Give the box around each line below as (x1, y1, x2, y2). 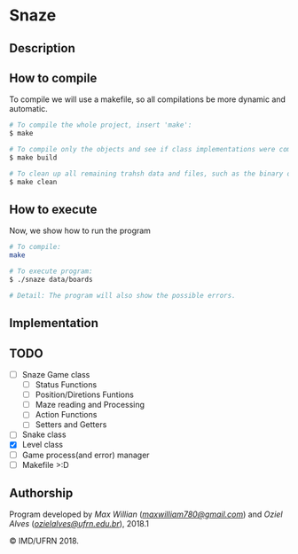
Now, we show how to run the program (9, 225, 151, 236)
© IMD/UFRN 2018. (9, 535, 80, 546)
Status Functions (35, 379, 98, 390)
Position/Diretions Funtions (35, 389, 135, 400)
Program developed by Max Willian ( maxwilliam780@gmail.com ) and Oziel (9, 509, 283, 519)
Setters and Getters (35, 419, 107, 430)
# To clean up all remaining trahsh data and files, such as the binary (9, 169, 284, 178)
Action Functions (35, 410, 98, 420)
